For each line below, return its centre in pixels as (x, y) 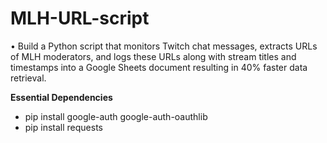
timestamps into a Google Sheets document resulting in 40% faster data (159, 67)
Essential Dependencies (61, 97)
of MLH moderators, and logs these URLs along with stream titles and (153, 56)
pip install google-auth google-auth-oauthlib (116, 116)
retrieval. (28, 78)
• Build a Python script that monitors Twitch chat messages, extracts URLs (164, 46)
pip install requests (63, 127)
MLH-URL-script (80, 18)
